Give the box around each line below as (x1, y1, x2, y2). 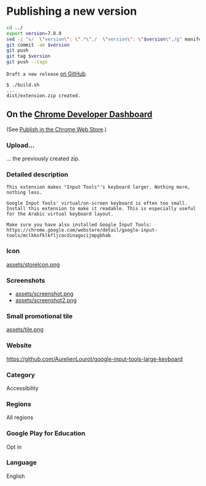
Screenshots (6, 276, 45, 284)
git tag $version (6, 53, 51, 60)
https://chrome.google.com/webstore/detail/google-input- (6, 227, 158, 233)
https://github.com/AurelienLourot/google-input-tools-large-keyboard (6, 355, 183, 363)
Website (6, 341, 32, 350)
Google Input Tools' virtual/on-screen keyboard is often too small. (6, 200, 188, 206)
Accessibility (6, 384, 39, 391)
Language (6, 458, 37, 467)
